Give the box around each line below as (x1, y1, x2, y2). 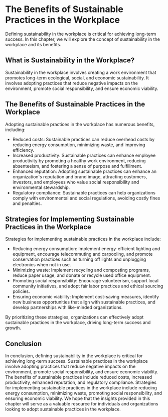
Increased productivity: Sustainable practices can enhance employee (12, 152, 156, 158)
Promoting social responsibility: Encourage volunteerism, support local (12, 278, 159, 284)
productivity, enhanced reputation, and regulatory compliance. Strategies (5, 379, 157, 385)
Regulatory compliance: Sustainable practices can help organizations (12, 189, 155, 195)
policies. (12, 288, 30, 294)
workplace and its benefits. (5, 41, 62, 47)
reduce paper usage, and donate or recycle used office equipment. (12, 272, 151, 278)
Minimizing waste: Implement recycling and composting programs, (12, 267, 150, 273)
